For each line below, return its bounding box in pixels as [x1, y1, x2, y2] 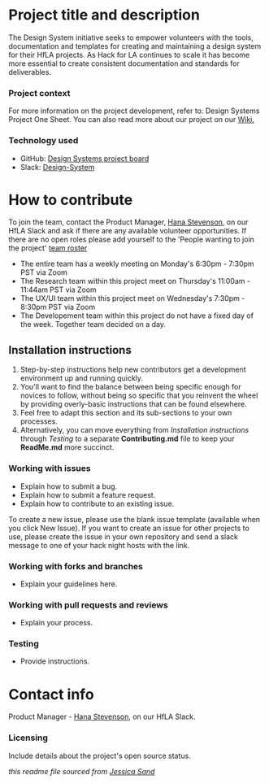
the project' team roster [8, 243, 88, 253]
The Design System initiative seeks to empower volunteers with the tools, [8, 33, 254, 42]
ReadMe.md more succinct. [20, 442, 115, 452]
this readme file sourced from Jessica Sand [8, 766, 155, 776]
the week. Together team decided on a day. [20, 320, 167, 329]
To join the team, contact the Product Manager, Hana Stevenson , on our [8, 217, 249, 227]
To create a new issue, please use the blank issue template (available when [8, 514, 261, 524]
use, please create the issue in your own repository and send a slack [8, 531, 238, 542]
